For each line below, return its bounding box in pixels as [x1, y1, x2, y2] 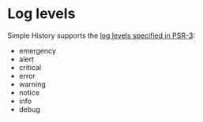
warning [18, 79, 47, 89]
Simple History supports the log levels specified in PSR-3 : [7, 31, 195, 40]
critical [18, 62, 41, 72]
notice [18, 87, 40, 97]
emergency [18, 46, 57, 55]
